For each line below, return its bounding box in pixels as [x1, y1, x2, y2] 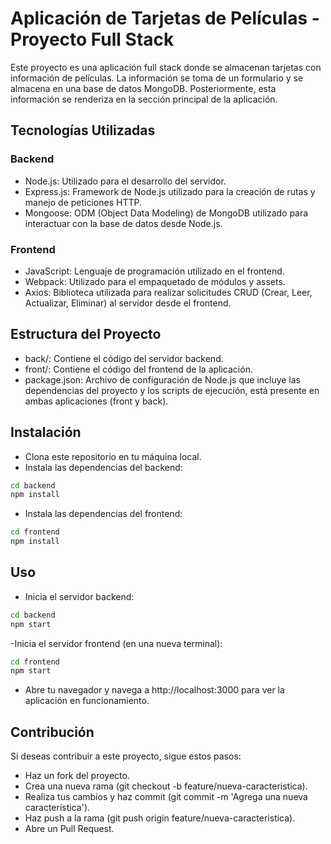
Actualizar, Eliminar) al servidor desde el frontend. [24, 297, 232, 309]
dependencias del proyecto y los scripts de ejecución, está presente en [24, 384, 320, 396]
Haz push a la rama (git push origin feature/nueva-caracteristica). [24, 812, 296, 824]
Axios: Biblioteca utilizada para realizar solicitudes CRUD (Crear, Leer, [24, 286, 313, 298]
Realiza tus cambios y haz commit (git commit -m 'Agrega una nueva [24, 791, 308, 803]
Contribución [10, 723, 95, 741]
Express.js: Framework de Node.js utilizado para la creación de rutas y [24, 185, 316, 197]
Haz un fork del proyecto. [24, 770, 130, 782]
